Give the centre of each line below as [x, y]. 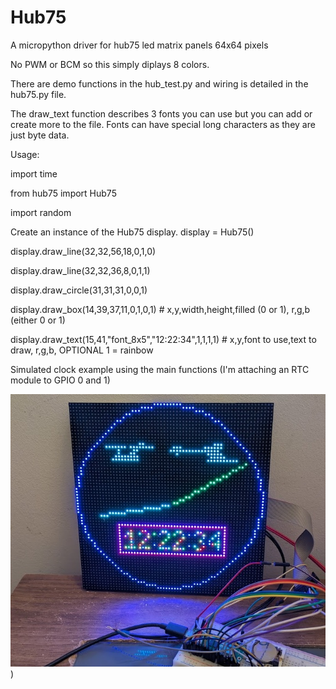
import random [41, 212]
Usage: [25, 154]
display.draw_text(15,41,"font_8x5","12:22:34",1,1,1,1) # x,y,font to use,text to [163, 339]
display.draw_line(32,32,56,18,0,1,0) [83, 251]
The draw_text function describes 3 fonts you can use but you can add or [161, 113]
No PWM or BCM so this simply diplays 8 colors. [110, 64]
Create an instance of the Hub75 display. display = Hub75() [132, 232]
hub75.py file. [38, 94]
